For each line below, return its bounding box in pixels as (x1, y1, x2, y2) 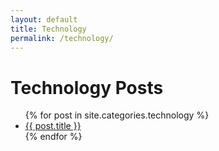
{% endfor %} (24, 131, 83, 143)
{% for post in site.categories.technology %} (24, 109, 210, 121)
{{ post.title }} (24, 120, 82, 132)
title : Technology (10, 24, 87, 34)
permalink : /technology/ (10, 33, 114, 43)
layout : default (10, 14, 78, 25)
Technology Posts (10, 76, 164, 99)
